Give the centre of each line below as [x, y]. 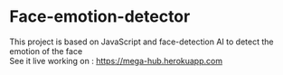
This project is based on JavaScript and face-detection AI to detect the [141, 42]
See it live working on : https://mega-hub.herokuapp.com [116, 61]
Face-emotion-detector [100, 17]
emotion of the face [46, 51]
